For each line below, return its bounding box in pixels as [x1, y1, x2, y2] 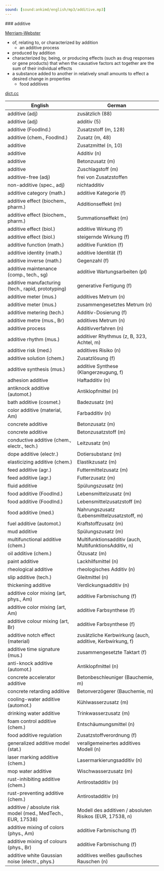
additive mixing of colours [7, 838, 67, 845]
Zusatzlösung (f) [77, 355, 116, 362]
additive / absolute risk [7, 804, 60, 810]
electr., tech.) [7, 443, 38, 449]
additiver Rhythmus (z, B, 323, [77, 333, 147, 340]
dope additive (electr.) [7, 450, 59, 457]
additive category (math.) [7, 189, 66, 196]
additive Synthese [77, 363, 119, 369]
